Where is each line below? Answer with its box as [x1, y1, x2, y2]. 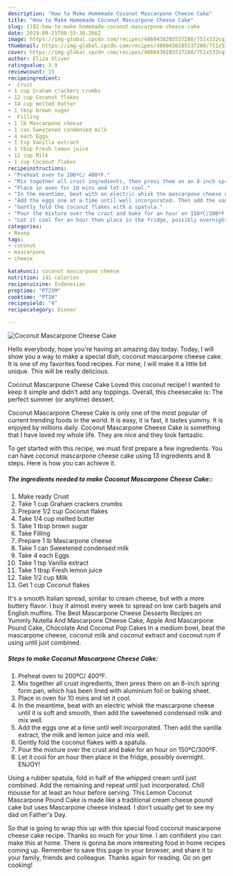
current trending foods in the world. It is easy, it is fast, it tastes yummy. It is [8, 416, 223, 424]
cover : [8, 49, 27, 56]
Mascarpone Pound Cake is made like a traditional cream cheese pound [8, 796, 213, 804]
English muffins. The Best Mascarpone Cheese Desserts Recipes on [8, 608, 203, 617]
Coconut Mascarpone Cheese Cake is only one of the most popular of [8, 409, 207, 417]
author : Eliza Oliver [8, 55, 71, 62]
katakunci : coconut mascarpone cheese [8, 268, 120, 275]
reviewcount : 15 [8, 68, 55, 75]
